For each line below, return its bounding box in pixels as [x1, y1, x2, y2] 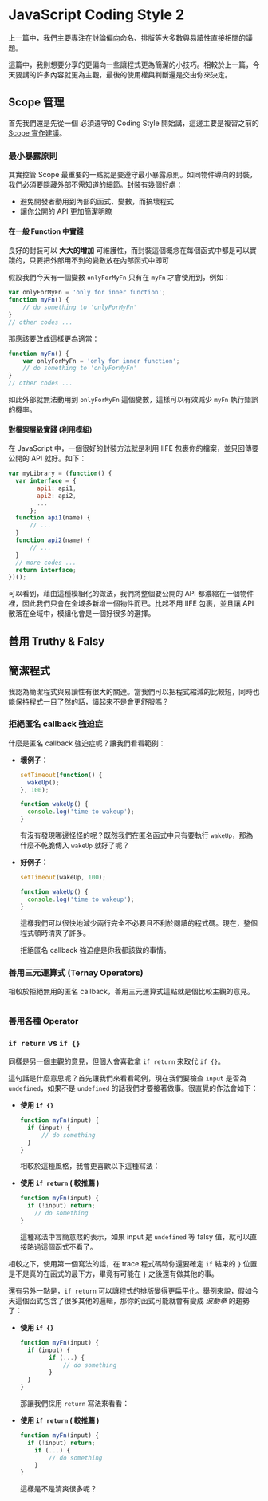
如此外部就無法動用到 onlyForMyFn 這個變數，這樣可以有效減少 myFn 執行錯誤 [8, 395, 259, 404]
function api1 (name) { [15, 514, 91, 522]
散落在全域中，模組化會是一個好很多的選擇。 [8, 609, 156, 618]
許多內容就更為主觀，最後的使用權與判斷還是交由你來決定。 [35, 69, 232, 79]
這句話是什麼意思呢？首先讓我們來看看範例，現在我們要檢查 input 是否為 [8, 1073, 247, 1083]
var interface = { [15, 477, 77, 485]
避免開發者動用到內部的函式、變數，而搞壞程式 [19, 197, 174, 207]
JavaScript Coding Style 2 [8, 6, 185, 24]
